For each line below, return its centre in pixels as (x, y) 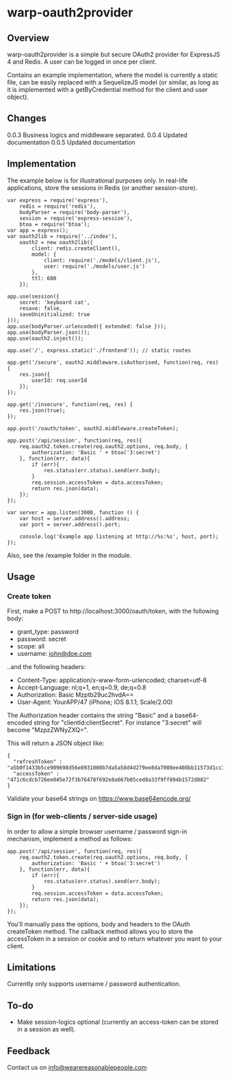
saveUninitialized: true (55, 314)
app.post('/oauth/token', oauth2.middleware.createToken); (93, 428)
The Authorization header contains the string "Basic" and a (90, 716)
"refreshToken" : (38, 762)
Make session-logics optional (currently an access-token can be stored (118, 1022)
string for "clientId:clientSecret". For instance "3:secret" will (118, 723)
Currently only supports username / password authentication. (94, 984)
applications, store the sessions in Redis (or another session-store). (102, 187)
